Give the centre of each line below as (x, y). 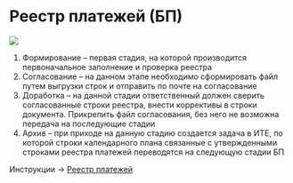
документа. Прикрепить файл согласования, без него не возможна (151, 114)
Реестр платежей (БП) (96, 16)
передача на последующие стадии (89, 123)
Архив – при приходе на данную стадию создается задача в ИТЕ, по (152, 133)
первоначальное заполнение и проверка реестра (117, 67)
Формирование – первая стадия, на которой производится (134, 57)
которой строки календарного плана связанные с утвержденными (150, 142)
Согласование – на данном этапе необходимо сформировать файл (150, 76)
